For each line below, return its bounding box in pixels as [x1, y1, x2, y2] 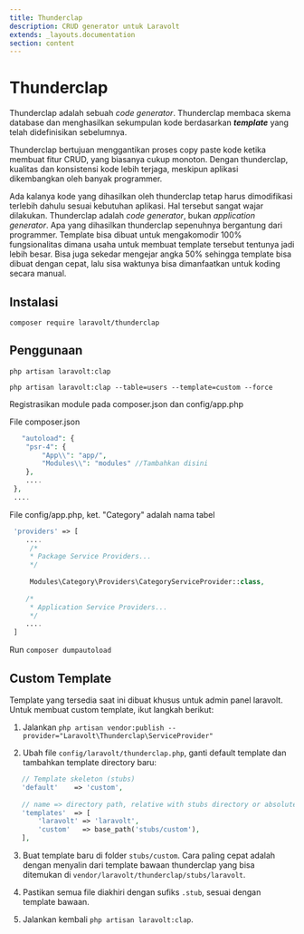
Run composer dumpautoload [9, 645, 111, 656]
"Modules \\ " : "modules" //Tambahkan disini [42, 459, 208, 468]
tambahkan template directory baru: [22, 757, 157, 767]
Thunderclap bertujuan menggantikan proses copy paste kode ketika [9, 144, 267, 155]
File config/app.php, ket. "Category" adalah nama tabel [9, 509, 215, 520]
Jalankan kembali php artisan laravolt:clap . [22, 914, 195, 925]
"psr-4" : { [25, 442, 67, 452]
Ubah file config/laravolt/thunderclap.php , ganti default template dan [22, 747, 287, 758]
